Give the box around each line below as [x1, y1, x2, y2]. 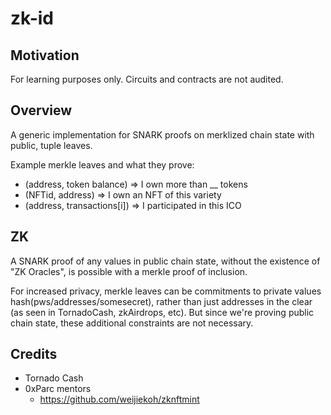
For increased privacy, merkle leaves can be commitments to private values [10, 285, 322, 297]
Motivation [10, 47, 80, 64]
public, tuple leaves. [10, 139, 93, 151]
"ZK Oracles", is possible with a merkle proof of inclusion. [10, 265, 248, 277]
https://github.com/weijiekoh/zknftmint [39, 393, 200, 406]
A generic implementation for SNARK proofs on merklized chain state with [10, 128, 315, 141]
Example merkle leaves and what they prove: [10, 158, 195, 171]
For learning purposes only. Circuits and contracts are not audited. [10, 73, 284, 85]
